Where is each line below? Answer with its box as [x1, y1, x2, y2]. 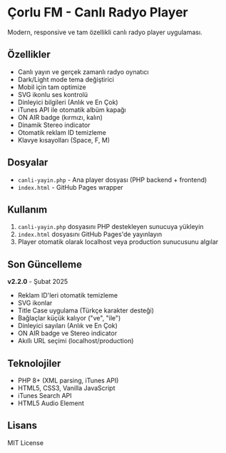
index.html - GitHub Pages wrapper [17, 183, 123, 191]
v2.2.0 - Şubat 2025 [7, 278, 68, 286]
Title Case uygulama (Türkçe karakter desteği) [17, 306, 155, 315]
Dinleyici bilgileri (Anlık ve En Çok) [17, 98, 119, 106]
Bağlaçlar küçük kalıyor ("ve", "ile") [17, 314, 121, 322]
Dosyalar [7, 156, 48, 168]
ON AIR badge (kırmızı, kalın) [17, 113, 103, 121]
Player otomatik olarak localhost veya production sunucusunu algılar [17, 238, 219, 246]
